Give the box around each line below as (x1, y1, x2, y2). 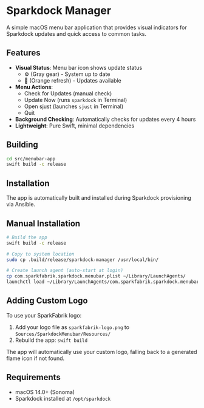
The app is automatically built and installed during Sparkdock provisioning (6, 194, 191, 202)
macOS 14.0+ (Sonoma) (15, 388, 75, 395)
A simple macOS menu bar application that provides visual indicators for (6, 24, 187, 31)
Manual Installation (6, 218, 81, 228)
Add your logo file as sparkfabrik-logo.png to (15, 323, 129, 331)
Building (6, 140, 38, 150)
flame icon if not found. (6, 355, 65, 362)
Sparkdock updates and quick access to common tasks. (6, 30, 147, 37)
